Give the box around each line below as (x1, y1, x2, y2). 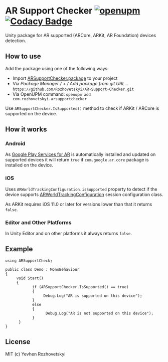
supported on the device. (5, 110, 58, 116)
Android (5, 140, 26, 147)
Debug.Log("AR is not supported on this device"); (45, 311, 154, 316)
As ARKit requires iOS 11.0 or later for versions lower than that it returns (5, 201, 152, 207)
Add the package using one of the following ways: (5, 65, 109, 71)
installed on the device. (5, 162, 54, 168)
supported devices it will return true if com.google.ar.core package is (5, 157, 149, 163)
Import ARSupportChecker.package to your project (12, 75, 118, 81)
